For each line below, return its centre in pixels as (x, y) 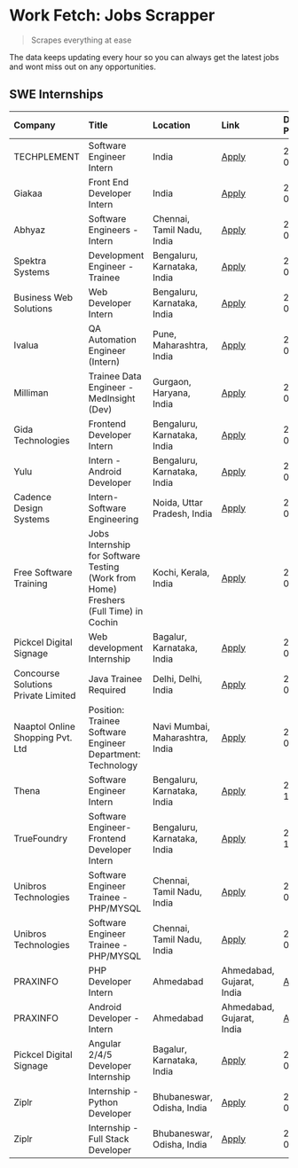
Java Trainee (115, 678)
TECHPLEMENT (47, 156)
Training (31, 584)
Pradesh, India (182, 513)
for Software (114, 555)
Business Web (43, 297)
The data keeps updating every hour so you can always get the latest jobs (144, 57)
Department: (114, 754)
